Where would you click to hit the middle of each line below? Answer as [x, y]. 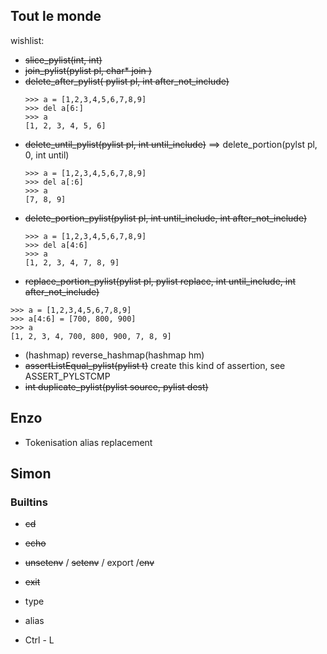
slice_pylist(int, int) [63, 60]
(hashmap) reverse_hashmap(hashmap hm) [114, 355]
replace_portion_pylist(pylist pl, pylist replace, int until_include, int [160, 281]
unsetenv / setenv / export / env [89, 563]
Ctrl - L [39, 640]
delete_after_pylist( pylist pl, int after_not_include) [127, 81]
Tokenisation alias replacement [88, 442]
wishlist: [27, 40]
